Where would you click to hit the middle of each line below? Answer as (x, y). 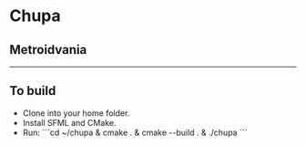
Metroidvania (48, 50)
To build (33, 91)
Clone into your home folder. (76, 113)
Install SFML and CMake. (69, 122)
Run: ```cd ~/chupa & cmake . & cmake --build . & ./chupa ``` (135, 132)
